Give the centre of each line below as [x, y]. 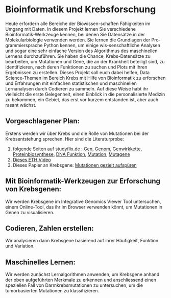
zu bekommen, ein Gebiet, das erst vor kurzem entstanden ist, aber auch [82, 99]
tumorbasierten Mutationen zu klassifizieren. [52, 291]
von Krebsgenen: [33, 189]
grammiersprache [24, 45]
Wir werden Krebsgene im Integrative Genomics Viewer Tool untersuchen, [83, 201]
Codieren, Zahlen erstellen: [50, 228]
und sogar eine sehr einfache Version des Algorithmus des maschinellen [81, 51]
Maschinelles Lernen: [40, 262]
